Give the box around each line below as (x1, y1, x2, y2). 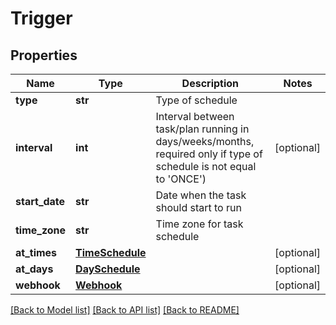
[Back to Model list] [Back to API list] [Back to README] (10, 304, 240, 316)
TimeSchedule (75, 246, 147, 259)
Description (181, 77, 240, 90)
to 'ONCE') (155, 172, 207, 186)
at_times (15, 246, 58, 259)
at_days (15, 262, 54, 276)
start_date (15, 195, 66, 208)
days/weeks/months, (155, 135, 255, 148)
